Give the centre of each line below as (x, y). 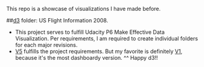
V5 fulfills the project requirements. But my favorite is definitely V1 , (99, 51)
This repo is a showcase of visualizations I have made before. (84, 9)
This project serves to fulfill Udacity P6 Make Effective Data (90, 32)
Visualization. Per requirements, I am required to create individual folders (107, 38)
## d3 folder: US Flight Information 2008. (57, 20)
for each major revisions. (46, 45)
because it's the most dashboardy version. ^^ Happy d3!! (86, 58)
